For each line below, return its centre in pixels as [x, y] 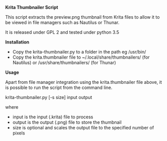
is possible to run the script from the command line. [59, 87]
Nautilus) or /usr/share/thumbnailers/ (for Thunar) [64, 62]
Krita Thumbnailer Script [32, 7]
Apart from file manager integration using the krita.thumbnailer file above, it [84, 82]
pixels [19, 133]
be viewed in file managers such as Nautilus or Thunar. [62, 22]
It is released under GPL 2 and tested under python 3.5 [62, 32]
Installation [17, 42]
